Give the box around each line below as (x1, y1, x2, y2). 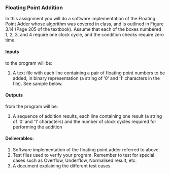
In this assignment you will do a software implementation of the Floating (5, 16, 156, 22)
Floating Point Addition (5, 4, 63, 11)
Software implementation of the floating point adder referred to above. (12, 146, 160, 153)
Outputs (5, 92, 23, 98)
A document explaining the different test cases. (12, 162, 112, 168)
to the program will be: (5, 60, 52, 66)
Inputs (5, 49, 19, 55)
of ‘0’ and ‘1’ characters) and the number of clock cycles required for (12, 118, 156, 124)
